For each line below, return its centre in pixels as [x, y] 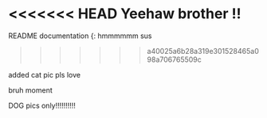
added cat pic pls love [45, 74]
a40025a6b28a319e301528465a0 [203, 51]
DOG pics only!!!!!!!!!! [42, 105]
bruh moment [31, 90]
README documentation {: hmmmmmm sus [80, 36]
